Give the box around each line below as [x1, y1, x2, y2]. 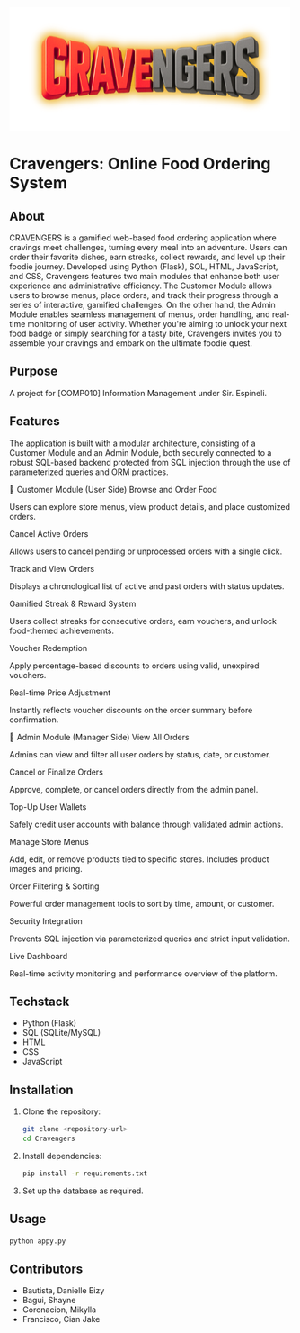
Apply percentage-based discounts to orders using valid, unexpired [9, 660, 260, 671]
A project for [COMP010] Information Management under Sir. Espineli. [9, 387, 268, 398]
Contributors [9, 1261, 84, 1276]
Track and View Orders [9, 563, 95, 574]
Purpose [9, 364, 58, 379]
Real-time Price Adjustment [9, 687, 111, 698]
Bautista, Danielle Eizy [22, 1285, 105, 1296]
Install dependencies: [22, 1151, 102, 1161]
